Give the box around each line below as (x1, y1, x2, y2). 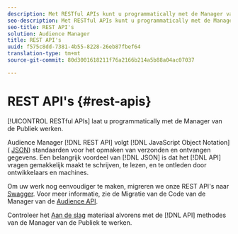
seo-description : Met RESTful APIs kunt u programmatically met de (7, 17, 211, 24)
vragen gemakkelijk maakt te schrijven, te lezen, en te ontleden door (7, 160, 207, 169)
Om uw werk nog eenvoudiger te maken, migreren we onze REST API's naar (7, 182, 229, 190)
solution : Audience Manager (7, 30, 91, 38)
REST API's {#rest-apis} (7, 93, 152, 109)
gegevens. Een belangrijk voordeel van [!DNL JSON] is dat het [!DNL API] (7, 153, 222, 162)
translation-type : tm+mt (7, 50, 81, 57)
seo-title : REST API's (7, 23, 74, 30)
